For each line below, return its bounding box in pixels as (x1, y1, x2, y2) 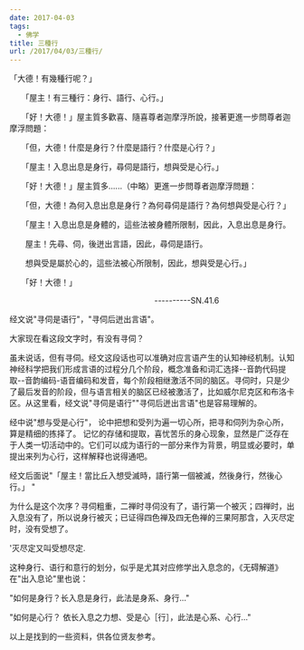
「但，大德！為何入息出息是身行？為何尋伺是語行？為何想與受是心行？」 (24, 200, 291, 211)
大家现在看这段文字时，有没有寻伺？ (9, 333, 145, 344)
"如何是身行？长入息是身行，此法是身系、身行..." (9, 593, 190, 604)
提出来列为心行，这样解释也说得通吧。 (9, 451, 152, 462)
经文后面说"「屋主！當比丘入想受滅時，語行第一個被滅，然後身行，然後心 (9, 471, 283, 481)
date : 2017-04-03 (9, 13, 75, 23)
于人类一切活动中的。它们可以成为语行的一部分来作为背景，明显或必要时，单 (9, 440, 295, 451)
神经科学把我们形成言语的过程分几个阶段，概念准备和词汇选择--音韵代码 (9, 364, 279, 374)
